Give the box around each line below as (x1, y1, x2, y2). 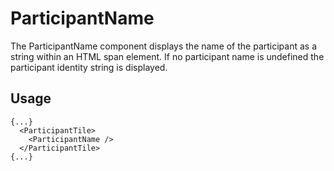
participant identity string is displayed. (10, 61, 168, 73)
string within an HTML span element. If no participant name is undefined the (10, 50, 325, 62)
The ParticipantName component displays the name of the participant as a (10, 40, 318, 52)
